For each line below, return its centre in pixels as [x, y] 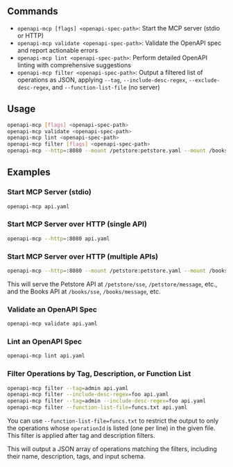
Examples [29, 172]
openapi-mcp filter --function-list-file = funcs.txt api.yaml [97, 408]
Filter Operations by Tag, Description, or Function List [99, 374]
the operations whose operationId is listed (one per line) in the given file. [111, 428]
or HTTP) [30, 35]
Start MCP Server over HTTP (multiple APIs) [83, 256]
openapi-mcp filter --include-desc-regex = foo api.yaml [88, 395]
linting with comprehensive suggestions [74, 65]
